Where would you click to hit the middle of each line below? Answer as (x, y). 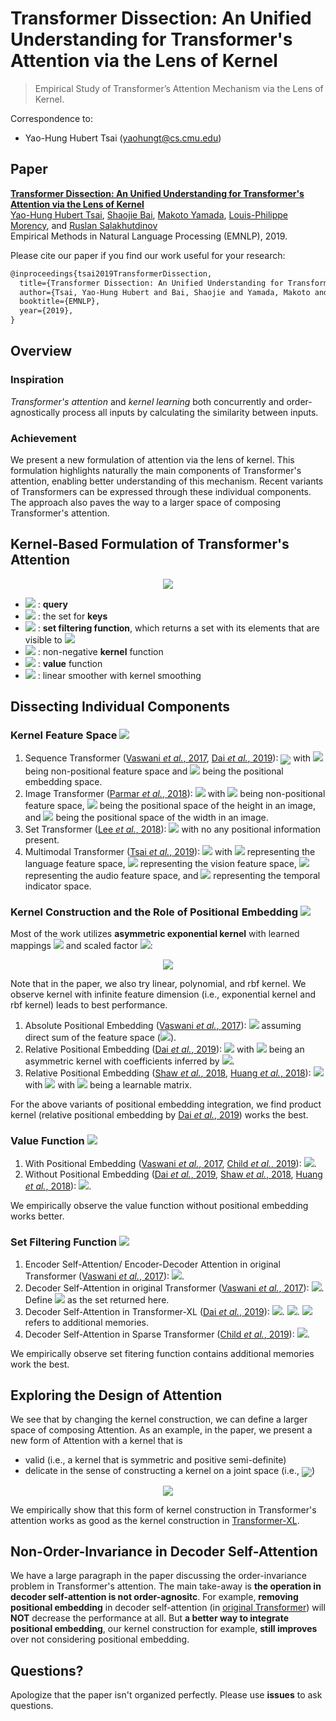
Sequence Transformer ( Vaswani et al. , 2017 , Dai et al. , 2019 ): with (168, 758)
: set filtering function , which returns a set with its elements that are (178, 628)
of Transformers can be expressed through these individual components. (161, 491)
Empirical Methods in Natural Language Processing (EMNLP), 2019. (149, 236)
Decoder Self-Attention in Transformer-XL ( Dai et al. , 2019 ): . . (162, 1311)
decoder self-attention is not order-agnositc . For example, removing (154, 1597)
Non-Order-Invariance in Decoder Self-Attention (164, 1551)
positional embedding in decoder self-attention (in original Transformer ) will (168, 1608)
